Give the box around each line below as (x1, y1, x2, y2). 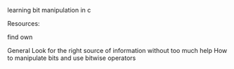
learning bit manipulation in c (7, 6, 91, 14)
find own (7, 33, 33, 41)
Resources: (7, 20, 40, 27)
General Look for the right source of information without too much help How (7, 47, 228, 54)
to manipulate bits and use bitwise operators (7, 54, 136, 62)
